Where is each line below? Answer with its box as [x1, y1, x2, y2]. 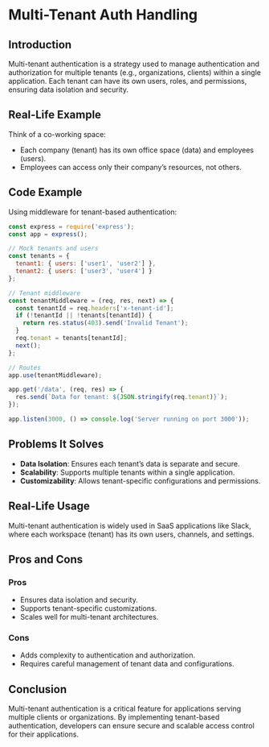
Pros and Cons [8, 552, 83, 566]
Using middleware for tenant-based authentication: [8, 207, 177, 217]
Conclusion [8, 683, 67, 696]
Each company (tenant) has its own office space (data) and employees [19, 145, 255, 155]
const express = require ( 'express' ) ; [8, 222, 135, 230]
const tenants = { [8, 252, 70, 260]
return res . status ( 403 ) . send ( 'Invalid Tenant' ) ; [22, 319, 189, 327]
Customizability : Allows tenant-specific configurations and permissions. [19, 475, 261, 485]
